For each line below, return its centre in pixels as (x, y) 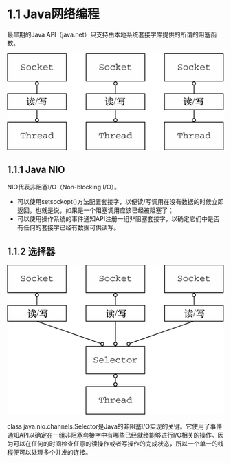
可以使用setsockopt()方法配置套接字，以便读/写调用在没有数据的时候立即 (120, 202)
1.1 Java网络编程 (53, 14)
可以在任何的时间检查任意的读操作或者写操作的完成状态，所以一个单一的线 (118, 444)
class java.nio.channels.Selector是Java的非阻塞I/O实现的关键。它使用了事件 (115, 426)
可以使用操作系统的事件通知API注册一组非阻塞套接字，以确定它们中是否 (118, 219)
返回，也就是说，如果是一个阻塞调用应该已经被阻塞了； (95, 210)
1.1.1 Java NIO (36, 169)
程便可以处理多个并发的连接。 (49, 453)
